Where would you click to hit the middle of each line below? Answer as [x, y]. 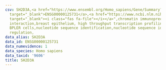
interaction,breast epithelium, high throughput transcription [76, 23]
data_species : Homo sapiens [34, 51]
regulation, [22, 33]
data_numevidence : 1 [26, 46]
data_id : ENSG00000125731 [32, 42]
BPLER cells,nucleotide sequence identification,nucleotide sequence [83, 28]
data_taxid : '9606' [25, 55]
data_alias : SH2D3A [25, 37]
